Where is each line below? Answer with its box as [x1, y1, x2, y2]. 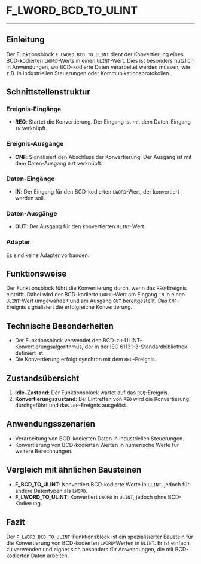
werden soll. [14, 195, 45, 202]
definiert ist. [14, 350, 45, 357]
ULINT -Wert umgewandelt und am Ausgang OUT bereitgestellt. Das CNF [6, 297, 178, 305]
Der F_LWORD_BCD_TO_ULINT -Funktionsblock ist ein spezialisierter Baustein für [6, 533, 193, 540]
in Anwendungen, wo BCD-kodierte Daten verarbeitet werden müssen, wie [6, 63, 190, 70]
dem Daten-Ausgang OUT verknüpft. [14, 160, 103, 167]
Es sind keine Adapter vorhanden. [6, 252, 90, 259]
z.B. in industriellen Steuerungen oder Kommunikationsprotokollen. [6, 69, 171, 76]
